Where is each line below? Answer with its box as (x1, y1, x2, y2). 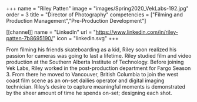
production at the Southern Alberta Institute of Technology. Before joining (6, 58, 184, 65)
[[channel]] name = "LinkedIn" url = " (6, 29, 96, 36)
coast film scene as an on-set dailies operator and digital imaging (6, 77, 165, 84)
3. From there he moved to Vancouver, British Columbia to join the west (6, 71, 178, 78)
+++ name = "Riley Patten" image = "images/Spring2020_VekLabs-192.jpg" (6, 5, 189, 12)
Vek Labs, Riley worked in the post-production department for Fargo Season (6, 65, 191, 72)
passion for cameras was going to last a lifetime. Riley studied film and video (6, 52, 192, 59)
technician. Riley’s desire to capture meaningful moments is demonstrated (6, 83, 185, 90)
